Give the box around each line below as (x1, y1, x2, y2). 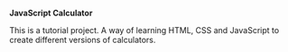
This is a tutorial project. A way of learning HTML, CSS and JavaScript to (9, 25, 280, 35)
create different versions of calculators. (9, 35, 156, 45)
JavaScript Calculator (9, 8, 93, 18)
